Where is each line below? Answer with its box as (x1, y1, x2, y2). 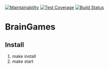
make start (12, 58, 34, 64)
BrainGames (5, 22, 56, 32)
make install (12, 54, 36, 59)
